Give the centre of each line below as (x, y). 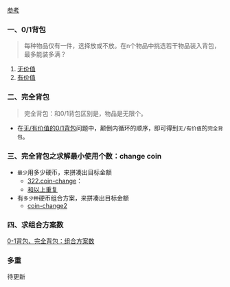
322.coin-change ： (55, 181)
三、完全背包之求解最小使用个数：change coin (84, 156)
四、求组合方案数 (35, 225)
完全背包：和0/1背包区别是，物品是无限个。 (85, 113)
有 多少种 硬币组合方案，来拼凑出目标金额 (73, 198)
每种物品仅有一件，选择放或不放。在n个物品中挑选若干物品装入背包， (122, 46)
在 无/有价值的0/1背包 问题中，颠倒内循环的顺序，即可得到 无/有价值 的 (112, 128)
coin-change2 (47, 205)
